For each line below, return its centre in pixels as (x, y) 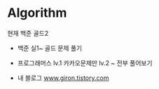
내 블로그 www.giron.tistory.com (63, 78)
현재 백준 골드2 (28, 33)
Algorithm (37, 13)
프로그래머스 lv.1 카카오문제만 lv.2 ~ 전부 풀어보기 (85, 63)
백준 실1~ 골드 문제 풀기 (50, 48)
